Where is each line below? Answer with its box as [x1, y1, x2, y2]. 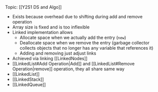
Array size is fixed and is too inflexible [12, 24, 90, 30]
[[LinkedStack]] [12, 76, 44, 82]
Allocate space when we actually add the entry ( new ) [19, 34, 126, 40]
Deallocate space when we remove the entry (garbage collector [19, 40, 150, 46]
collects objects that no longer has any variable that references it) [19, 45, 154, 51]
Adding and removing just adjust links [19, 50, 96, 56]
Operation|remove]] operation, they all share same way [12, 66, 125, 72]
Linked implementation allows [12, 30, 73, 35]
